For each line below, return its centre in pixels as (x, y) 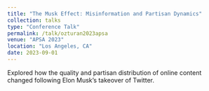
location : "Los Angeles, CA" (50, 46)
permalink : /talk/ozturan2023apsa (58, 33)
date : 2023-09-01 (33, 53)
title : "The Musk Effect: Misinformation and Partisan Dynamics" (104, 14)
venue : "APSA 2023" (36, 40)
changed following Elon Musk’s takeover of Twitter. (81, 80)
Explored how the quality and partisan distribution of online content (104, 72)
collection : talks (34, 20)
